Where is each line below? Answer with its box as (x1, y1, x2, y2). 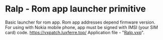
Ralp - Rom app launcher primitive (5, 3, 146, 14)
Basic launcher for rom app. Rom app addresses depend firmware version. (5, 19, 156, 25)
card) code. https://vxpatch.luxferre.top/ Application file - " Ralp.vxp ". (5, 29, 144, 35)
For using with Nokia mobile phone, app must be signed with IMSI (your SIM (5, 24, 158, 30)
